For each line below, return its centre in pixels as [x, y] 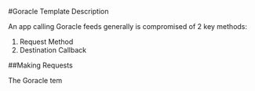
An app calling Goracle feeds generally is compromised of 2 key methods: [128, 26]
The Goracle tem [35, 80]
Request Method [46, 42]
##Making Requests [40, 65]
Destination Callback [53, 50]
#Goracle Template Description [58, 11]
